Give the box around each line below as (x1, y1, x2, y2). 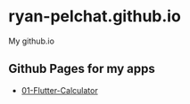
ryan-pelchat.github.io (8, 6, 182, 27)
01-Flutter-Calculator (21, 84, 99, 95)
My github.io (8, 36, 55, 46)
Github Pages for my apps (8, 61, 155, 76)
